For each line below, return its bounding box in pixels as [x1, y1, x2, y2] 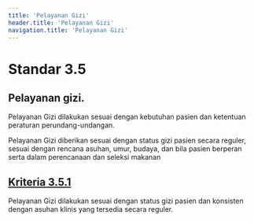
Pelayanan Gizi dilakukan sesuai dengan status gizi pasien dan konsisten [8, 196, 244, 205]
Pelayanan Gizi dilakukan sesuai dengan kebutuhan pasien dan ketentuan [8, 112, 246, 122]
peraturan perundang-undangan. [8, 120, 116, 130]
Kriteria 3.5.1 [8, 175, 72, 189]
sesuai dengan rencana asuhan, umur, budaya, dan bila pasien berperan [8, 144, 242, 154]
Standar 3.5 [8, 60, 87, 78]
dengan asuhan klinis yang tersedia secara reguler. [8, 205, 174, 214]
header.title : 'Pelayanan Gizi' [8, 19, 114, 27]
